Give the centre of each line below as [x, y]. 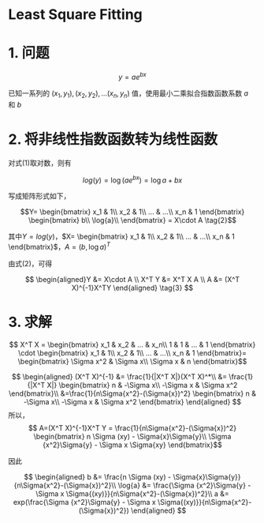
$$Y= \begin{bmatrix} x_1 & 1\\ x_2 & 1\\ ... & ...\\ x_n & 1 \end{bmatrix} [132, 212]
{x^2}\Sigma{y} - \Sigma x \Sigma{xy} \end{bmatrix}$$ [132, 445]
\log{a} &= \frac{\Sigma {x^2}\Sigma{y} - [184, 485]
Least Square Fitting [76, 15]
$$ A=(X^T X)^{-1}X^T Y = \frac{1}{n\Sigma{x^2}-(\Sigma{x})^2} [132, 427]
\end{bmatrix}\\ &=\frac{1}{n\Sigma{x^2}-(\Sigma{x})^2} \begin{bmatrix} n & [132, 393]
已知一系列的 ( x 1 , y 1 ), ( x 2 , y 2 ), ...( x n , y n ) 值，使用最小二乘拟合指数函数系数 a [128, 94]
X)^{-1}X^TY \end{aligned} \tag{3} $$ [132, 288]
